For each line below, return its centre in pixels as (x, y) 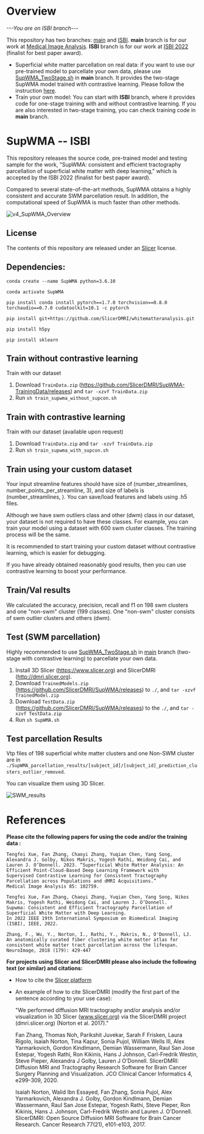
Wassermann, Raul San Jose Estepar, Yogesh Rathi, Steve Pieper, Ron (103, 1105)
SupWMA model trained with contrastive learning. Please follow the (100, 84)
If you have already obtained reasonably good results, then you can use (96, 565)
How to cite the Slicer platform (53, 980)
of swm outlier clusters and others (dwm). (59, 618)
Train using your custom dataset (69, 469)
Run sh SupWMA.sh (37, 719)
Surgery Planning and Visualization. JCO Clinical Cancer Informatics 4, (104, 1074)
